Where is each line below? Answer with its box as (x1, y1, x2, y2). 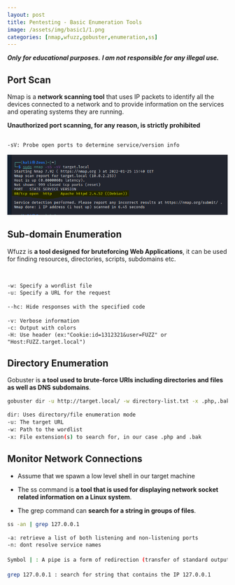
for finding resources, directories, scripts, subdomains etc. (7, 255, 176, 263)
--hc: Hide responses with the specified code (7, 303, 145, 310)
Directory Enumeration (7, 358, 108, 370)
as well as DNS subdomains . (7, 383, 91, 392)
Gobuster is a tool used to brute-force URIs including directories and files (7, 376, 224, 384)
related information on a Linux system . (17, 492, 132, 501)
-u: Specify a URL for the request (7, 289, 111, 296)
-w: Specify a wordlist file (7, 282, 92, 289)
